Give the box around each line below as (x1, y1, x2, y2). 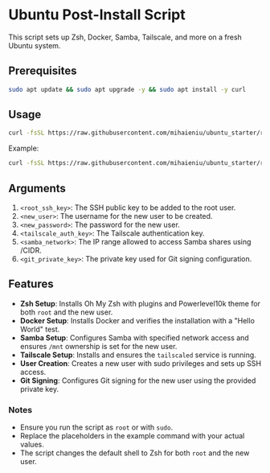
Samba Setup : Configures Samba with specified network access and (19, 332, 249, 343)
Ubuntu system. (8, 40, 61, 50)
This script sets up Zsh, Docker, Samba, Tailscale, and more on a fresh (8, 32, 243, 42)
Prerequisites (8, 64, 77, 78)
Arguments (8, 181, 67, 195)
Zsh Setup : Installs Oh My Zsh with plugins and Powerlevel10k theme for (19, 298, 261, 308)
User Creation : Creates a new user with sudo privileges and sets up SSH (19, 358, 262, 368)
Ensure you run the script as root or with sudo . (19, 422, 174, 432)
